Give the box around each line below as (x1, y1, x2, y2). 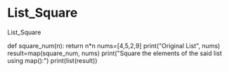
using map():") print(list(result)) (7, 56, 98, 64)
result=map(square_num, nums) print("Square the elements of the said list (7, 49, 223, 57)
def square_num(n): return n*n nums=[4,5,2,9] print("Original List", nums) (7, 41, 221, 50)
